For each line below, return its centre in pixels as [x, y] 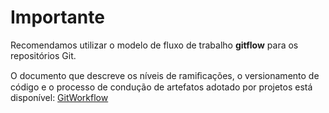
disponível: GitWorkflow [59, 97]
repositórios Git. [43, 55]
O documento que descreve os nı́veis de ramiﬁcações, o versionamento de [165, 75]
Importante [57, 17]
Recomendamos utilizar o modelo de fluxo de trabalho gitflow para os [154, 45]
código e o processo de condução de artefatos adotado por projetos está [161, 87]
